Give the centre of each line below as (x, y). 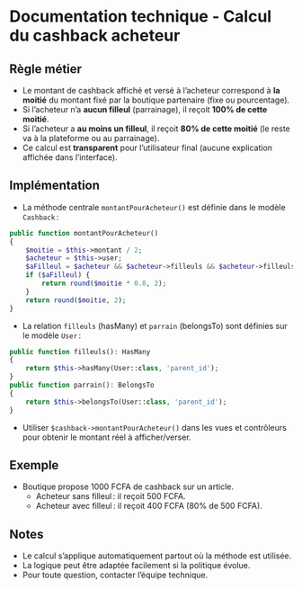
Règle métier (46, 69)
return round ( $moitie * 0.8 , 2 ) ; (104, 284)
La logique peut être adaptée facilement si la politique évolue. (136, 566)
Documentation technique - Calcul (141, 17)
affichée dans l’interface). (70, 157)
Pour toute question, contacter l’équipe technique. (115, 575)
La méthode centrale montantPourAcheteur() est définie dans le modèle (154, 207)
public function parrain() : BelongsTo (82, 385)
